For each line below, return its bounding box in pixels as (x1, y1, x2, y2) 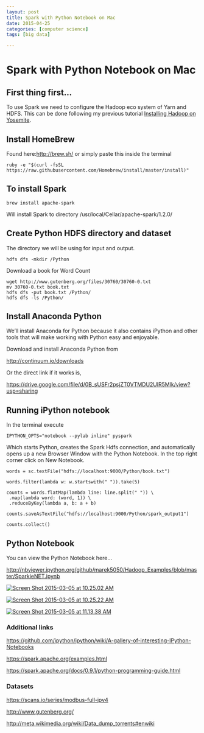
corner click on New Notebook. (6, 457, 85, 464)
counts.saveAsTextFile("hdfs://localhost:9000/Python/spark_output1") (6, 511, 189, 517)
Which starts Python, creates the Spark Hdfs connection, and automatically (6, 444, 195, 451)
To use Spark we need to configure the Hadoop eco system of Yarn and (6, 103, 187, 111)
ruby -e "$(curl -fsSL (6, 162, 64, 168)
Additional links (6, 623, 54, 631)
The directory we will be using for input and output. (6, 244, 135, 251)
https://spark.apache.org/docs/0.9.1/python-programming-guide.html (6, 667, 181, 675)
